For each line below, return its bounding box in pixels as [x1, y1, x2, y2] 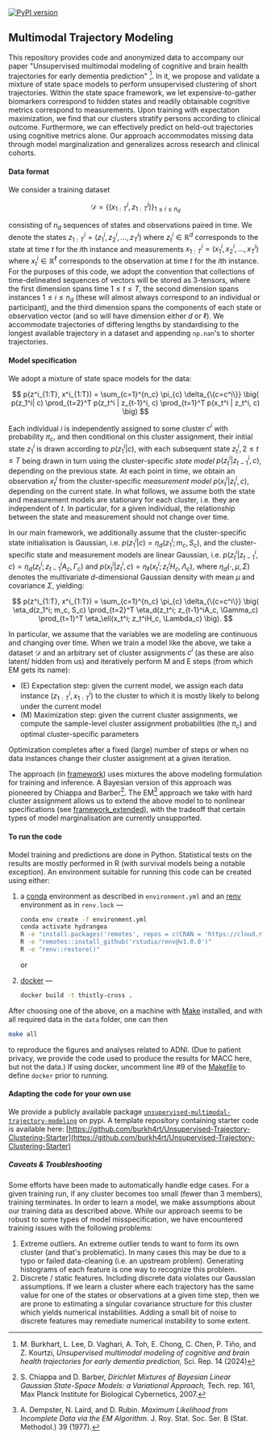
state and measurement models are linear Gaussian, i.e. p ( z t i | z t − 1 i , [36, 548, 259, 562]
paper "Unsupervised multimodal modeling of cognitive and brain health [8, 61, 248, 70]
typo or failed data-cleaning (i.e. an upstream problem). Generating [19, 1256, 244, 1265]
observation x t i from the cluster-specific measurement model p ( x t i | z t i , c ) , [8, 474, 250, 488]
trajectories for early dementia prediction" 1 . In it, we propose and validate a [8, 69, 261, 81]
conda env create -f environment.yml [19, 915, 148, 924]
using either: [8, 875, 50, 885]
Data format [8, 166, 50, 177]
